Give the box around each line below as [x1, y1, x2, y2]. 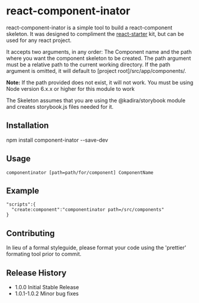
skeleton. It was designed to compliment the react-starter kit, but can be [6, 30, 184, 37]
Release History [6, 268, 67, 278]
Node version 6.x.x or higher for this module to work [6, 85, 135, 92]
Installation [6, 121, 49, 131]
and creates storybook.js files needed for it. [6, 103, 114, 110]
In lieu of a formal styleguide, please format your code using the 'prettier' [6, 244, 186, 252]
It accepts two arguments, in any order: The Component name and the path [6, 48, 192, 55]
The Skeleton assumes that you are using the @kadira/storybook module [6, 97, 186, 104]
